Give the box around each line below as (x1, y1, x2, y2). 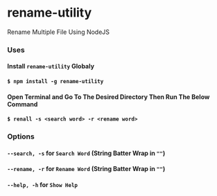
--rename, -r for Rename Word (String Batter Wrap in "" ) (7, 165, 166, 173)
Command (7, 100, 38, 108)
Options (7, 132, 35, 141)
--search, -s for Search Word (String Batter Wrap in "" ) (7, 149, 166, 157)
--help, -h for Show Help (7, 180, 78, 188)
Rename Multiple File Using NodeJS (7, 28, 110, 36)
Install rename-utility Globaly (7, 62, 95, 71)
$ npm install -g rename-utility (7, 78, 104, 85)
